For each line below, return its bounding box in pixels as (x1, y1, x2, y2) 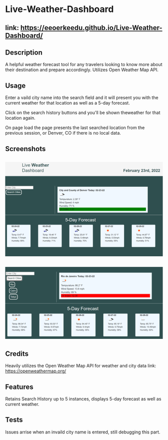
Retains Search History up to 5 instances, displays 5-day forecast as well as (5, 396, 161, 402)
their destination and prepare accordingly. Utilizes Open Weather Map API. (5, 67, 159, 73)
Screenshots (5, 144, 46, 153)
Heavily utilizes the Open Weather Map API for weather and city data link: (5, 363, 156, 369)
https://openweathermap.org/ (5, 368, 66, 374)
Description (5, 48, 42, 57)
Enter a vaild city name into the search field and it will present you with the (5, 95, 158, 101)
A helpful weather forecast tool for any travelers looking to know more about (5, 62, 162, 68)
